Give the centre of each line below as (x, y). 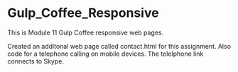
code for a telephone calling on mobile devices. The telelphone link (106, 54)
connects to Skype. (36, 61)
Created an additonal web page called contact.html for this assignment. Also (119, 46)
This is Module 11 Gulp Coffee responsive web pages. (86, 32)
